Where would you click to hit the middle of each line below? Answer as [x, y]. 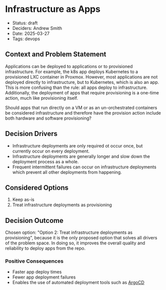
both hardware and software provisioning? [48, 118]
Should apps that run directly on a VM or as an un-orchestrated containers [81, 107]
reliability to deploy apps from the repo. [45, 248]
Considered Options [37, 187]
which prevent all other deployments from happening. [67, 172]
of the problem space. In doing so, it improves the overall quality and [75, 243]
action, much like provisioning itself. [42, 98]
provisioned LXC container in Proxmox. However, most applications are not [82, 77]
